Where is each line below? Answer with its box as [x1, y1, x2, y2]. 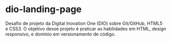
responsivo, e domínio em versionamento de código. [5, 31, 116, 37]
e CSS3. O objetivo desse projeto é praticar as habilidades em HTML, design [5, 25, 166, 31]
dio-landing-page [5, 4, 82, 15]
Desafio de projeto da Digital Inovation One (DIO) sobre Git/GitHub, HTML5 [5, 20, 163, 26]
